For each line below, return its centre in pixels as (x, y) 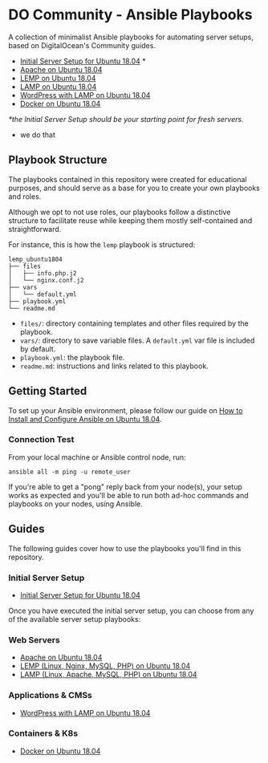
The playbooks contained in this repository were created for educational (128, 179)
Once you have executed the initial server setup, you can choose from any (131, 611)
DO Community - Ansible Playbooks (130, 15)
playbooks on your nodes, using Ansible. (75, 504)
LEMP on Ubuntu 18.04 (58, 78)
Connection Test (41, 440)
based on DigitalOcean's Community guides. (82, 45)
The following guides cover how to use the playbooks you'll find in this (125, 548)
